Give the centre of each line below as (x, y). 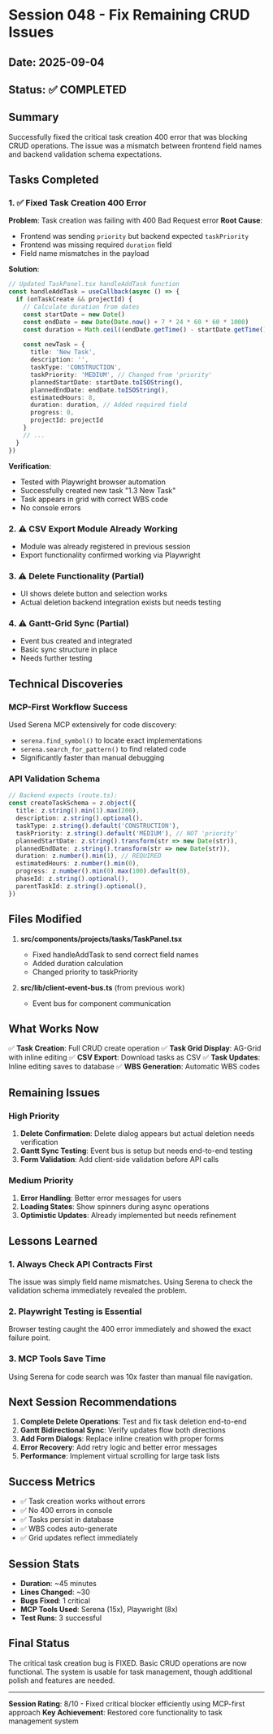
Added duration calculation (78, 963)
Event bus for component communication (102, 1003)
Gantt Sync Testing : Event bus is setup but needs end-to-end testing (136, 1151)
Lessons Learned (53, 1241)
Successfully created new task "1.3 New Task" (98, 490)
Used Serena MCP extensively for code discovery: (93, 725)
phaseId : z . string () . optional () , (72, 879)
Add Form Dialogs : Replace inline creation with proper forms (122, 1439)
